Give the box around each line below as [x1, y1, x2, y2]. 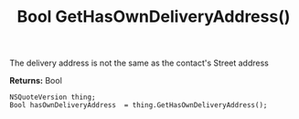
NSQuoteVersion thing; [9, 93, 96, 102]
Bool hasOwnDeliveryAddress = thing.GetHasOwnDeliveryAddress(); [9, 101, 268, 110]
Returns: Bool [9, 75, 62, 86]
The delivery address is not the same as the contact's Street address [9, 57, 270, 69]
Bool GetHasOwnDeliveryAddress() [16, 6, 291, 27]
